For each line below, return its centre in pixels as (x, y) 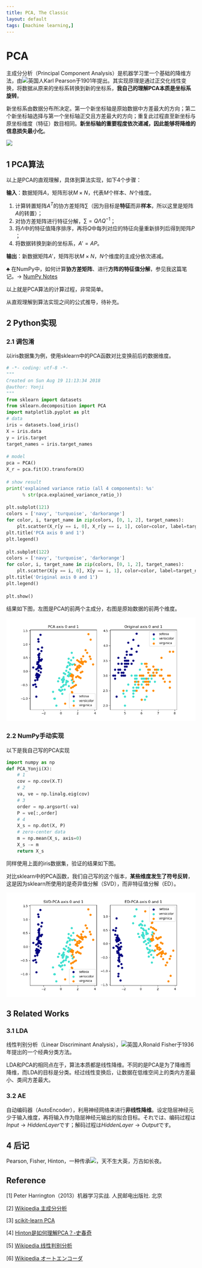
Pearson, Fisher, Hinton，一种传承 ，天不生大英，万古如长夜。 (86, 1161)
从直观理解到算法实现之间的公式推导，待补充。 (64, 302)
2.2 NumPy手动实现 (35, 736)
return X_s (31, 851)
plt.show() (20, 596)
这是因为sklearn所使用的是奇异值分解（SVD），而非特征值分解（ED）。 (93, 883)
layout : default (26, 19)
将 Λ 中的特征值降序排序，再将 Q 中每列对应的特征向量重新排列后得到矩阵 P (105, 228)
